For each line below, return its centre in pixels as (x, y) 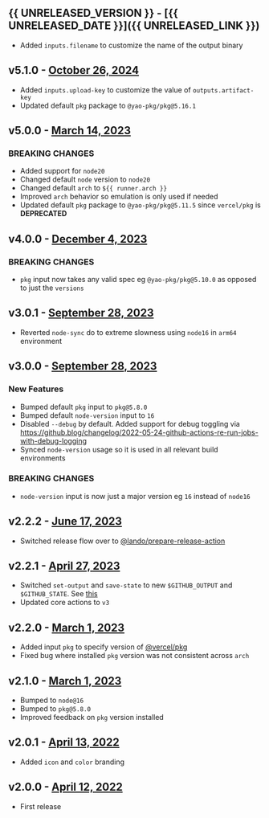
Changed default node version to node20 (85, 179)
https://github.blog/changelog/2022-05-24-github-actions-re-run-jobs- (139, 432)
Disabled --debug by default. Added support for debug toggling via (130, 423)
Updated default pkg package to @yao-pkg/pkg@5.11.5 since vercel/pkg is (140, 205)
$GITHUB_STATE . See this (59, 594)
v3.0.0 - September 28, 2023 (83, 366)
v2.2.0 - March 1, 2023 (67, 627)
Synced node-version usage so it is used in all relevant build (119, 449)
